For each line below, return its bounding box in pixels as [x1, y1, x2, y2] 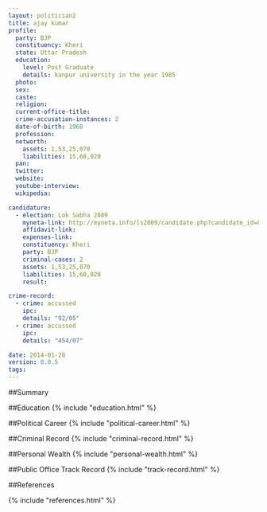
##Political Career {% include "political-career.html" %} [8, 419, 191, 428]
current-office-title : [15, 108, 91, 116]
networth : [15, 137, 48, 146]
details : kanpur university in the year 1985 [22, 71, 176, 79]
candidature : [8, 204, 52, 212]
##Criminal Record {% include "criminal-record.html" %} [8, 434, 195, 443]
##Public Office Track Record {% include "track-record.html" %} [8, 465, 220, 474]
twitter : [15, 167, 44, 175]
